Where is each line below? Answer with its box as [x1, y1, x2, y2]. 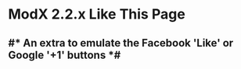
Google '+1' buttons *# [8, 48, 121, 61]
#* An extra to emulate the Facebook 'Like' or [8, 36, 234, 50]
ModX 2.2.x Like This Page [8, 5, 185, 23]
